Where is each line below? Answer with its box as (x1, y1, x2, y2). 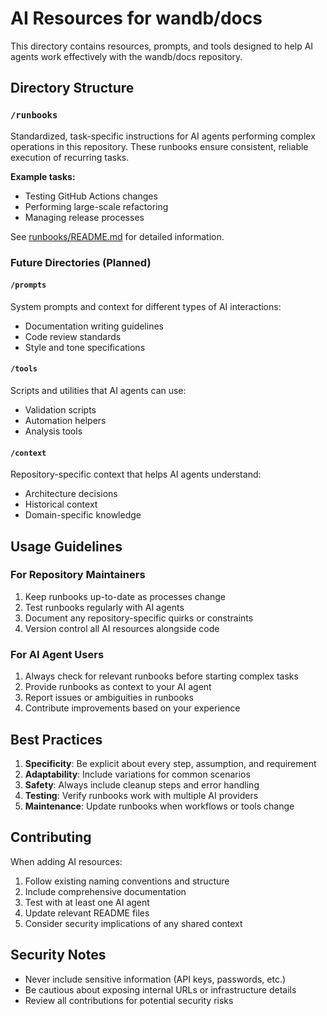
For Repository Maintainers (10, 568, 146, 582)
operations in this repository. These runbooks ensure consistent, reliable (10, 140, 309, 152)
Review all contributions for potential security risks (24, 994, 234, 1006)
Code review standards (24, 330, 122, 342)
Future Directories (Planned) (10, 255, 152, 269)
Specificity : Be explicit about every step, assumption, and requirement (24, 757, 317, 769)
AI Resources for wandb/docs (10, 7, 263, 30)
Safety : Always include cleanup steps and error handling (24, 778, 260, 791)
